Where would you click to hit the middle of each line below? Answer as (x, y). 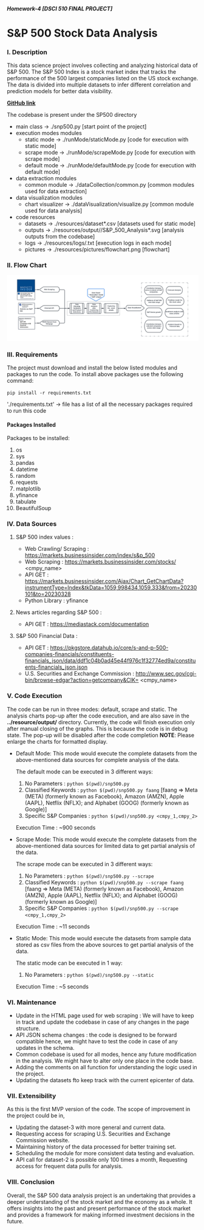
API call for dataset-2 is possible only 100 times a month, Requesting (101, 1160)
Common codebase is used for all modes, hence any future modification (106, 1054)
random (25, 476)
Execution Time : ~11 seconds (53, 926)
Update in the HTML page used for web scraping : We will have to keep (105, 1016)
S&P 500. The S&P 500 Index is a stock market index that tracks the (92, 72)
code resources (35, 217)
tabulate (26, 501)
